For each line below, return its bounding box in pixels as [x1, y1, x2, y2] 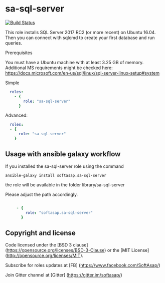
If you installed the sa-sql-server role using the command [5, 163, 124, 169]
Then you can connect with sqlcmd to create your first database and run [5, 35, 155, 41]
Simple [5, 80, 20, 86]
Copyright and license [5, 228, 76, 237]
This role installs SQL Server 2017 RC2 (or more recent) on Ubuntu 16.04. [5, 29, 156, 35]
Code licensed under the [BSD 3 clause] [5, 242, 88, 248]
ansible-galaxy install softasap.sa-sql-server [5, 173, 107, 178]
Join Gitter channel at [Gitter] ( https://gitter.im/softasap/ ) [5, 272, 123, 278]
